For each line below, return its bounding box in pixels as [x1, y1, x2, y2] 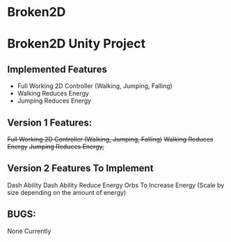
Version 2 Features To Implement [7, 162, 154, 174]
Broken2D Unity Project [7, 36, 146, 52]
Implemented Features [7, 63, 108, 75]
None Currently [7, 227, 51, 235]
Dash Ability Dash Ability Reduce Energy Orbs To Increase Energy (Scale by [7, 181, 225, 189]
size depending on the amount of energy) [7, 188, 127, 196]
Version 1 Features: [7, 116, 93, 128]
